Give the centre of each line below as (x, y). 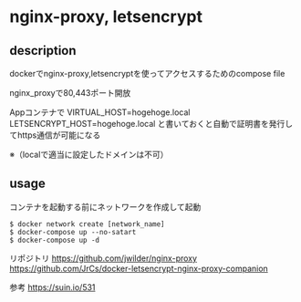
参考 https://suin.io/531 (52, 287)
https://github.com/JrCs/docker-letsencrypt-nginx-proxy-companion (139, 268)
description (43, 51)
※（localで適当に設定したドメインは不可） (89, 154)
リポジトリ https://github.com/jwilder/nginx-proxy (104, 258)
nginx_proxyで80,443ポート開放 (70, 93)
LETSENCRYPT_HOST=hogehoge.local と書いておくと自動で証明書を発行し (151, 124)
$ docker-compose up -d (55, 240)
